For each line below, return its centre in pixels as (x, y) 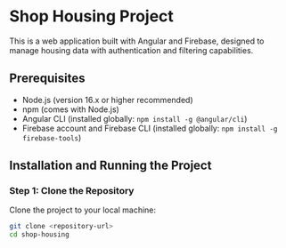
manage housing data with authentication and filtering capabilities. (131, 50)
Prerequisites (47, 79)
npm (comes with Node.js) (71, 109)
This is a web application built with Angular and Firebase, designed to (137, 41)
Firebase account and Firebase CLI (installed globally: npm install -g (150, 128)
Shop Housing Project (91, 16)
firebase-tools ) (52, 137)
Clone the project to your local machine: (83, 210)
